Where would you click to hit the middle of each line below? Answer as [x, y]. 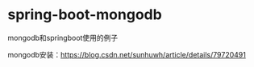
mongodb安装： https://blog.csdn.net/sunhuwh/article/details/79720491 [127, 54]
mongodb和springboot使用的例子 [63, 37]
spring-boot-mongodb [85, 15]
